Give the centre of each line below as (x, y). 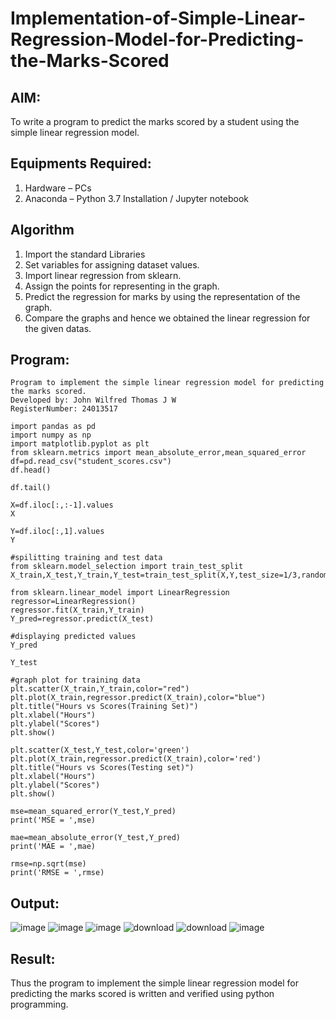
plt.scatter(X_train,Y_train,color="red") (100, 689)
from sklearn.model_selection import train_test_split (127, 567)
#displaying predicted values (73, 637)
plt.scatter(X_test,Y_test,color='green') (100, 750)
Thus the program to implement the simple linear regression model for (154, 983)
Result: (33, 958)
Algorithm (42, 230)
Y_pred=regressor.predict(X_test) (82, 619)
